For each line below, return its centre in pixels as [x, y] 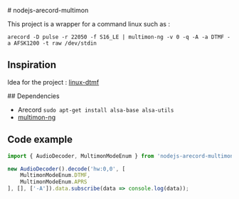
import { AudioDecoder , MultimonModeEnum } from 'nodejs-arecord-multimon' [122, 156]
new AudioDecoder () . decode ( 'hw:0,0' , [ [67, 169]
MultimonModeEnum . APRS [54, 182]
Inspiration [32, 65]
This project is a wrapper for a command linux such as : [89, 24]
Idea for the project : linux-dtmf [53, 82]
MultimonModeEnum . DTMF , [55, 176]
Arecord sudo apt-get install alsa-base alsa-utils [96, 109]
